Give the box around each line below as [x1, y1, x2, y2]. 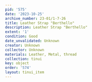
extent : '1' [5, 29, 29, 34]
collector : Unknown [5, 47, 45, 52]
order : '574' [5, 66, 31, 70]
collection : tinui [5, 56, 42, 61]
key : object [5, 61, 29, 66]
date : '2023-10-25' [5, 12, 45, 16]
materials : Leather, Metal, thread [5, 52, 77, 57]
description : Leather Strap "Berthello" [5, 25, 88, 30]
